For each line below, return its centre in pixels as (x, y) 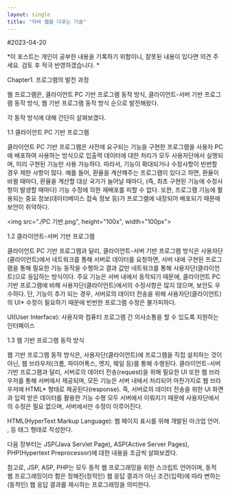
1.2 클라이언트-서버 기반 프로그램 (51, 236)
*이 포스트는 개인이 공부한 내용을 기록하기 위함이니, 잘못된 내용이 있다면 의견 (109, 56)
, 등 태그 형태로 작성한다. (40, 429)
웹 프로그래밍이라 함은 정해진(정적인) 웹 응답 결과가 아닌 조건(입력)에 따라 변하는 (114, 476)
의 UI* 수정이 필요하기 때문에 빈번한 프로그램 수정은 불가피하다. (92, 302)
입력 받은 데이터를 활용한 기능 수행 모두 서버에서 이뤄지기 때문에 (99, 397)
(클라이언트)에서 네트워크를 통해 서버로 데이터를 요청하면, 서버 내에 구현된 (105, 259)
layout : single (29, 14)
